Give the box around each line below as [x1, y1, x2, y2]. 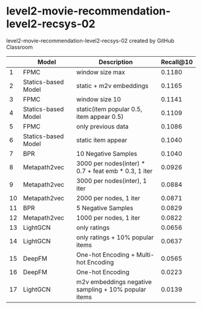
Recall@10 [161, 57, 193, 66]
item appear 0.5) [76, 112, 124, 121]
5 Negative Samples [76, 203, 133, 212]
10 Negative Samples [76, 149, 137, 158]
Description [98, 57, 133, 66]
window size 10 [76, 95, 121, 103]
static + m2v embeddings [76, 81, 148, 90]
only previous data [76, 122, 129, 130]
